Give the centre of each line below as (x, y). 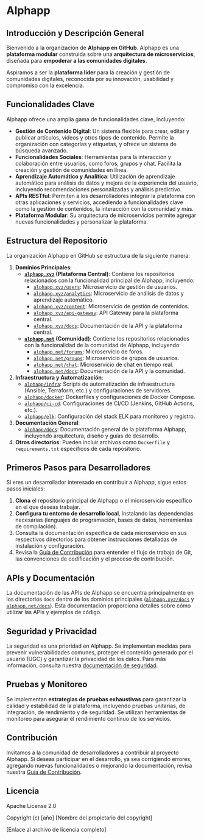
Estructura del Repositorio (57, 241)
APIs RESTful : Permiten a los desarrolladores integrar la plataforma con (105, 196)
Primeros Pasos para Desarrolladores (79, 468)
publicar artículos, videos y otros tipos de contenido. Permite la (94, 137)
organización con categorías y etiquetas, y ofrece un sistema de (96, 144)
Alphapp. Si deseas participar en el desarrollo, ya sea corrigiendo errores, (99, 759)
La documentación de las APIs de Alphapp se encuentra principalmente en (100, 593)
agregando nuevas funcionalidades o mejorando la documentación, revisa (99, 765)
